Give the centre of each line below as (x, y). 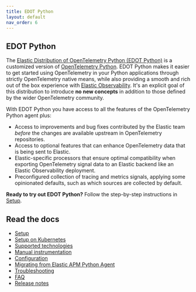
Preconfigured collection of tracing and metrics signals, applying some (100, 177)
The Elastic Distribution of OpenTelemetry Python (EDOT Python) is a (89, 61)
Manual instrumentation (43, 252)
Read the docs (33, 219)
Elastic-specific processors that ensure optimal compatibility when (95, 158)
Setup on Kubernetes (40, 239)
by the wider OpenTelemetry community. (55, 98)
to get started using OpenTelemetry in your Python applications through (92, 73)
